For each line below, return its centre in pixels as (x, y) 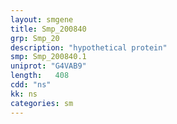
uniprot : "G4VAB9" (48, 66)
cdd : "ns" (31, 85)
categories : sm (42, 103)
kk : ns (24, 94)
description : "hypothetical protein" (89, 47)
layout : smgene (42, 19)
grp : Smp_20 (35, 38)
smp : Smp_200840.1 (48, 57)
